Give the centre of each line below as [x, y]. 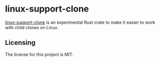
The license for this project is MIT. [39, 54]
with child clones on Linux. [32, 27]
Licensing [20, 43]
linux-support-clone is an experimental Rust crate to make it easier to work [80, 22]
